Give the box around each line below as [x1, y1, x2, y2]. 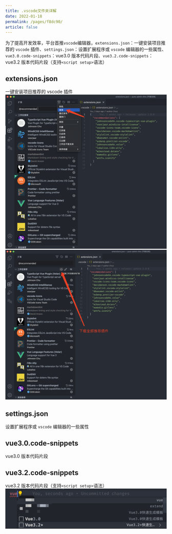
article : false [5, 25, 38, 30]
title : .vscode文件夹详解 [5, 8, 57, 13]
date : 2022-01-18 [5, 13, 42, 19]
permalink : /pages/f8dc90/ [5, 19, 63, 24]
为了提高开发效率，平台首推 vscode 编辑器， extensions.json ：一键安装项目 [5, 40, 161, 46]
